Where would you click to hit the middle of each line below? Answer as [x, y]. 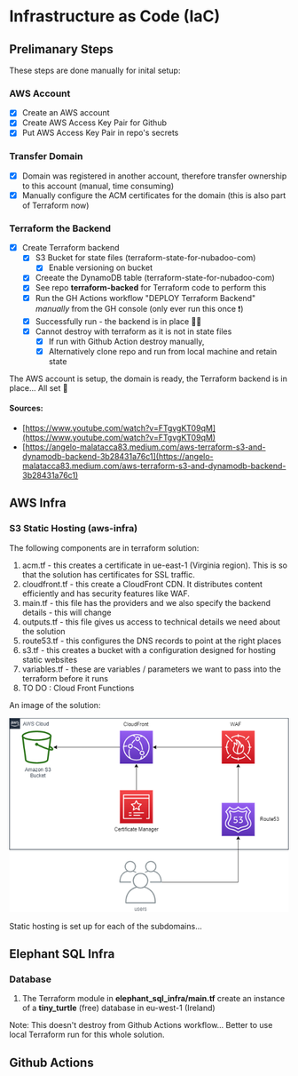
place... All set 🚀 [39, 387]
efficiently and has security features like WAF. [106, 594]
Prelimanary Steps [61, 49]
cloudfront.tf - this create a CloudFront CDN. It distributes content [142, 584]
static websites [50, 659]
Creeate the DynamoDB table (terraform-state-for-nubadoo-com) [155, 278]
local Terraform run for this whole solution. [87, 1035]
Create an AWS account [66, 113]
